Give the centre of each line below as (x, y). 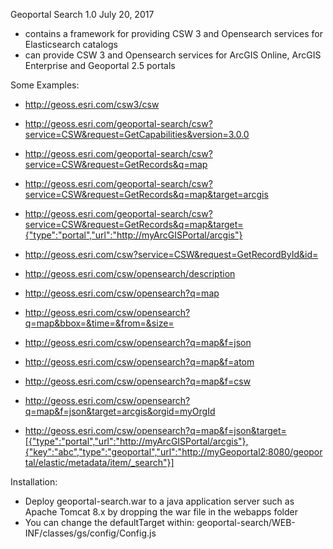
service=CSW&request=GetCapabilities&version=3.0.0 (137, 134)
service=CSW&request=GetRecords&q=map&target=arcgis (146, 194)
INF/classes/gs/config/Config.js (90, 533)
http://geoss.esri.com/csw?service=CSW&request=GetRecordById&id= (171, 254)
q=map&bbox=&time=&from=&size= (99, 323)
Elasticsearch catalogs (71, 44)
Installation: (34, 482)
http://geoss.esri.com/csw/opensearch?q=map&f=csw (138, 381)
